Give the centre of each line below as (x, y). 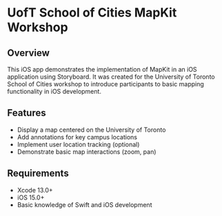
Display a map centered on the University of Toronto (91, 130)
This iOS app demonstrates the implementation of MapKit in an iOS (102, 69)
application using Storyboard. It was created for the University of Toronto (111, 77)
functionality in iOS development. (54, 91)
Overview (29, 53)
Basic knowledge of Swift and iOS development (84, 204)
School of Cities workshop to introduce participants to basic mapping (106, 84)
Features (27, 113)
